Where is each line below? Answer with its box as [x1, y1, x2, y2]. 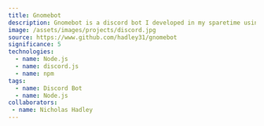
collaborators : [8, 99, 58, 106]
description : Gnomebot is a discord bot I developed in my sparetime [8, 19, 241, 27]
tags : [8, 77, 26, 85]
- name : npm [15, 70, 55, 77]
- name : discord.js [15, 63, 79, 70]
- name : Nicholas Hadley [11, 106, 93, 114]
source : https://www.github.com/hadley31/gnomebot [8, 33, 178, 41]
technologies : [8, 48, 55, 56]
